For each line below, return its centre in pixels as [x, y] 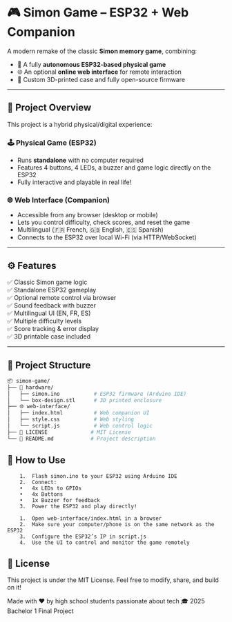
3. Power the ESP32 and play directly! [78, 506]
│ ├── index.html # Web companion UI [78, 413]
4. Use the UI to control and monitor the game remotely [105, 542]
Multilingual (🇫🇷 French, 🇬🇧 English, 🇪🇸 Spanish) [90, 230]
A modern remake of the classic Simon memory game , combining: [102, 51]
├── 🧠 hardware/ [30, 387]
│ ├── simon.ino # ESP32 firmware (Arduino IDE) [97, 394]
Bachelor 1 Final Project [40, 611]
